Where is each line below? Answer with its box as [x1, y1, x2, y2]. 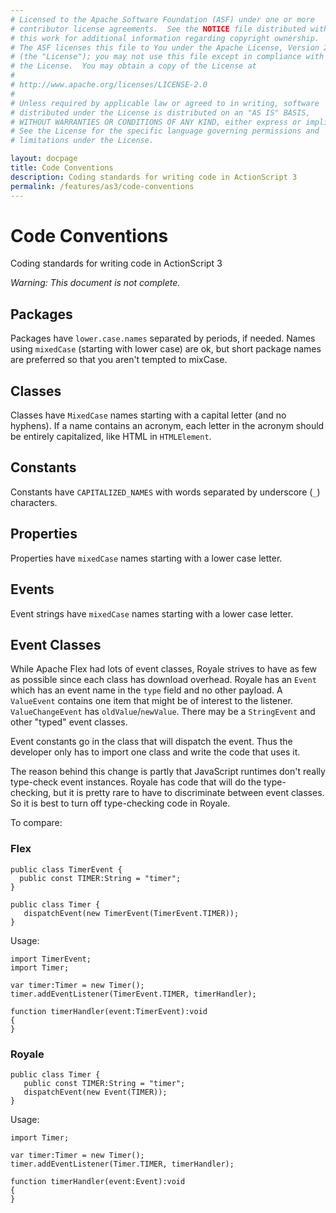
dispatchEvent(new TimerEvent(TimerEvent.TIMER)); [23, 908, 240, 918]
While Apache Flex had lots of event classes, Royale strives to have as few [10, 663, 318, 675]
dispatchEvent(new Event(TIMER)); [23, 1087, 168, 1097]
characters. [10, 496, 58, 508]
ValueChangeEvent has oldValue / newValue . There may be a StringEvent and [10, 706, 316, 718]
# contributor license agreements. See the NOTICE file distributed [10, 24, 307, 34]
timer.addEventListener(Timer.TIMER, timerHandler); [10, 1159, 235, 1169]
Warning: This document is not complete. [10, 277, 181, 289]
